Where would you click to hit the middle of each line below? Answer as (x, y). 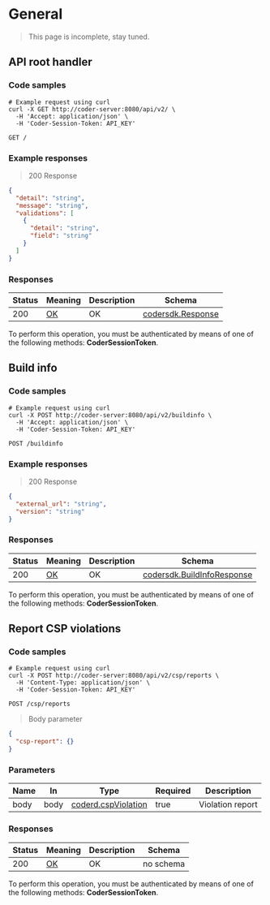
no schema (164, 864)
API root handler (50, 62)
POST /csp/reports (39, 704)
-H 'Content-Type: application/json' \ (83, 683)
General (36, 14)
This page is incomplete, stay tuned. (89, 37)
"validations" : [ (45, 213)
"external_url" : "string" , (61, 504)
